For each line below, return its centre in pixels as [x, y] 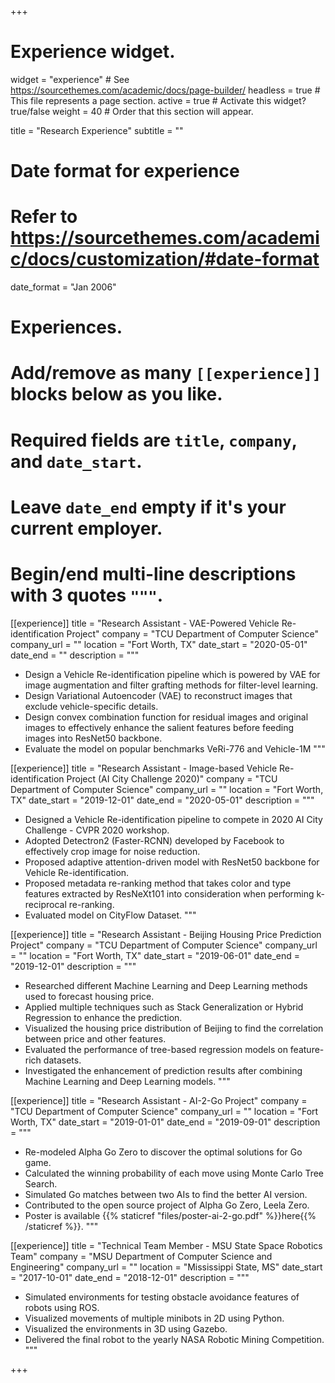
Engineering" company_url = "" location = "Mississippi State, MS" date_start [166, 1267]
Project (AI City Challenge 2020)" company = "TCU [172, 778]
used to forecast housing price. [89, 996]
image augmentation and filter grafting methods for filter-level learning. [171, 685]
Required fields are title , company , [154, 440]
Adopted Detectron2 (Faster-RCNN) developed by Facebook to [154, 840]
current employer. [86, 528]
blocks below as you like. [116, 394]
